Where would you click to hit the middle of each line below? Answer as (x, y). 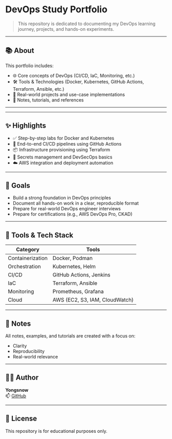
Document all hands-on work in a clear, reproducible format (76, 203)
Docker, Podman (73, 258)
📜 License (21, 419)
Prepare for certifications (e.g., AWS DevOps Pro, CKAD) (72, 214)
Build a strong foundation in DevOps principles (62, 198)
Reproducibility (29, 351)
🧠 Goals (18, 185)
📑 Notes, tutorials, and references (48, 100)
